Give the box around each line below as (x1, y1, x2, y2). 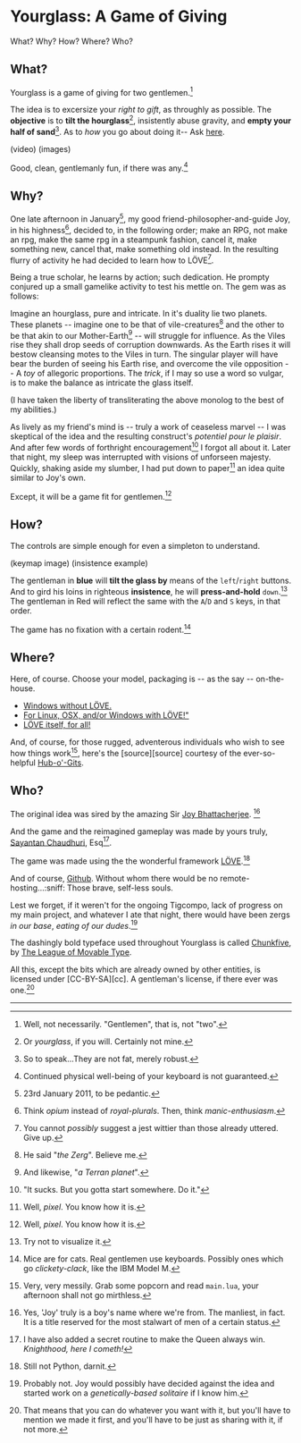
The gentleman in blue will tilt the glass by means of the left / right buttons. (10, 575, 292, 586)
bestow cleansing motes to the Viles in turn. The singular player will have (10, 349, 279, 359)
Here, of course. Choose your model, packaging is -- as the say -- (10, 673, 255, 685)
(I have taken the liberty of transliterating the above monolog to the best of (10, 395, 285, 406)
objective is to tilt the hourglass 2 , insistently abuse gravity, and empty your (10, 114, 291, 126)
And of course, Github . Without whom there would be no (10, 873, 218, 883)
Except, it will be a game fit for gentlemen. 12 (10, 489, 172, 502)
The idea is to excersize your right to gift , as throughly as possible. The (10, 105, 272, 115)
